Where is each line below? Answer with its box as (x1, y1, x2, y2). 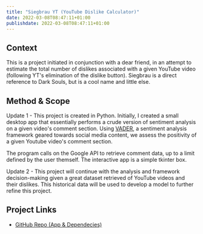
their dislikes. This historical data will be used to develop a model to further (6, 181, 194, 188)
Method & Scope (6, 95, 70, 106)
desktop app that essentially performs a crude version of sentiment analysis (6, 119, 196, 125)
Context (6, 43, 38, 53)
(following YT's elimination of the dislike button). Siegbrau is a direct (6, 72, 177, 79)
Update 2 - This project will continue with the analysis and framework (6, 168, 180, 175)
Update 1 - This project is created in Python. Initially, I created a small (6, 112, 179, 119)
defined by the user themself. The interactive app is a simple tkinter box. (6, 156, 187, 163)
